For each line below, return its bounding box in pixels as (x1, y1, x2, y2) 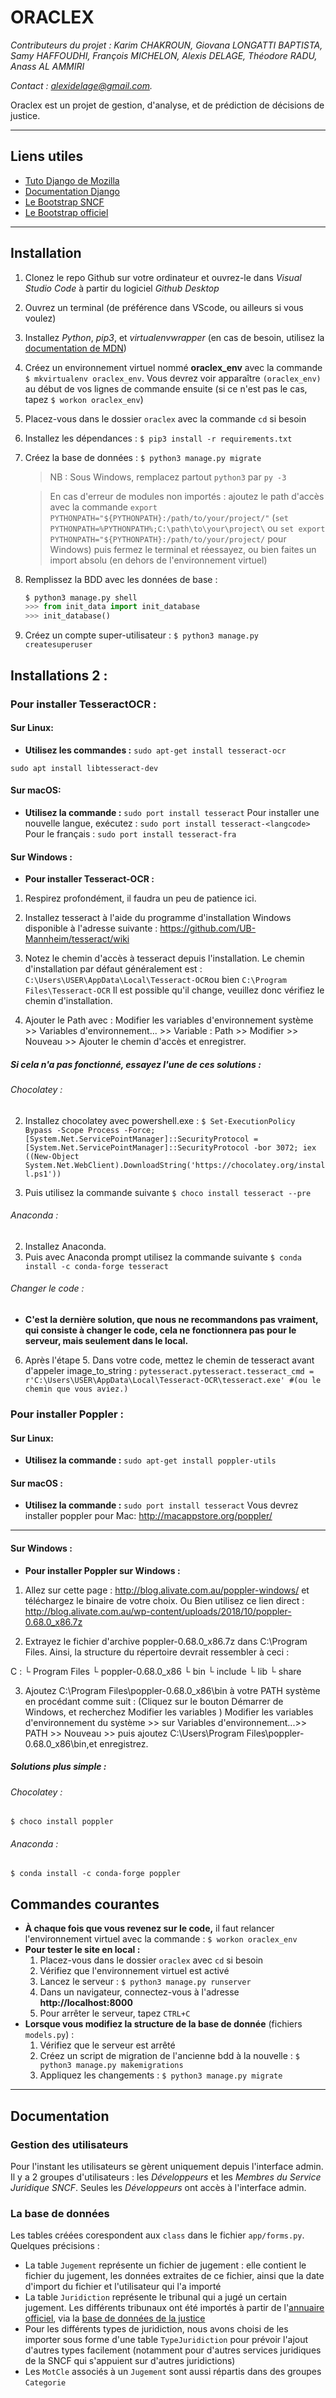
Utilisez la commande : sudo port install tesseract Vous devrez (24, 1499, 299, 1511)
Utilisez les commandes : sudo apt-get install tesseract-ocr (24, 744, 287, 756)
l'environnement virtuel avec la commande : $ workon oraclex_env (24, 1933, 298, 1945)
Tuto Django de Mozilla (24, 174, 120, 186)
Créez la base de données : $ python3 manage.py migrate (24, 451, 262, 463)
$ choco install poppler (10, 1817, 114, 1827)
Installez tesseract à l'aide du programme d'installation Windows (24, 912, 292, 924)
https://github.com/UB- (159, 922, 257, 935)
